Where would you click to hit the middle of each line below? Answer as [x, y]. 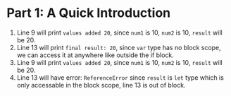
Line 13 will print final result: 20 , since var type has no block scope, [119, 47]
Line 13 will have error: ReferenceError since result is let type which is [120, 77]
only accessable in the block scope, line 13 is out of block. [101, 85]
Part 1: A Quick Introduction [89, 13]
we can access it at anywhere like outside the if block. [95, 55]
